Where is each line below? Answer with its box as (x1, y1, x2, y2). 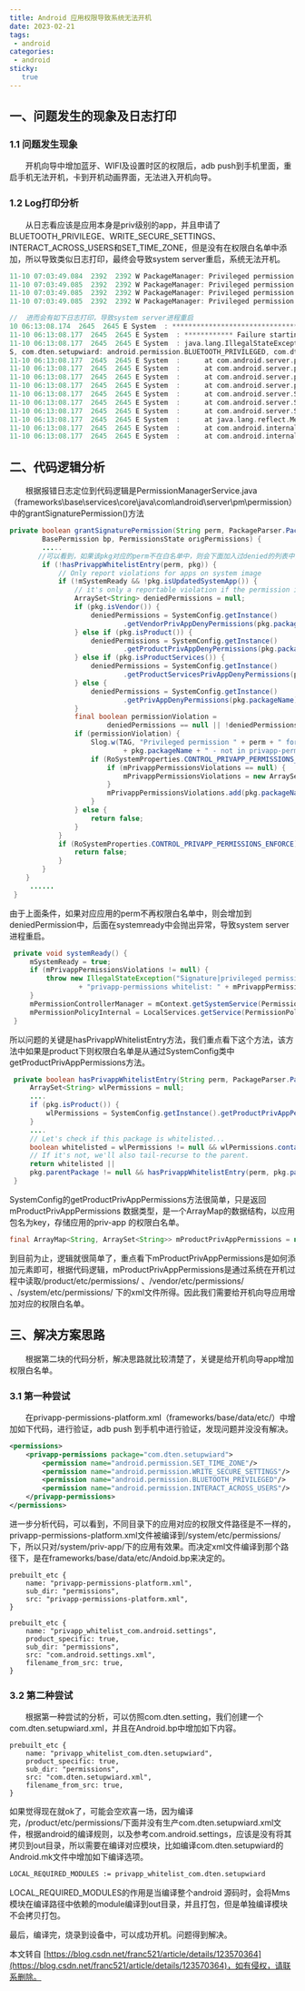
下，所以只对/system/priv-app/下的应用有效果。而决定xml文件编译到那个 (9, 1540, 281, 1552)
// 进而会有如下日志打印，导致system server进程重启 (9, 313, 193, 323)
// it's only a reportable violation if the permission (74, 585, 290, 594)
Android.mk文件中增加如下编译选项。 (9, 1852, 148, 1863)
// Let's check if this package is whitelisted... (29, 1134, 225, 1143)
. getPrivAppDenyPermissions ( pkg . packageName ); (123, 696, 302, 705)
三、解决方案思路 (9, 1327, 105, 1343)
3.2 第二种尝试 (9, 1689, 74, 1701)
